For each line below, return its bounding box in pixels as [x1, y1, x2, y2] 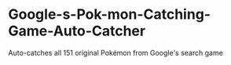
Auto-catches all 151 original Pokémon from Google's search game [8, 48, 224, 57]
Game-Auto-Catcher [8, 22, 146, 40]
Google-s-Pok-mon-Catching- [8, 5, 211, 23]
